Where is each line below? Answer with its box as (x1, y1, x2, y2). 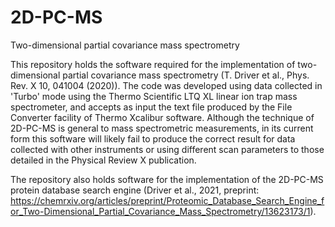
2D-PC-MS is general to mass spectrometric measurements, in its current (10, 122, 314, 134)
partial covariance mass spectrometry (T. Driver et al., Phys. (62, 69, 310, 81)
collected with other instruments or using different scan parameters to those (10, 143, 325, 155)
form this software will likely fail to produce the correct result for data (10, 132, 296, 145)
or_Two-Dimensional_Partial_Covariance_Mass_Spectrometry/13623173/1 (10, 205, 311, 217)
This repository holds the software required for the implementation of (10, 58, 296, 70)
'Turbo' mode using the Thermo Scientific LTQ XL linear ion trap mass (10, 90, 298, 102)
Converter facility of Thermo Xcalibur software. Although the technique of (10, 111, 315, 123)
